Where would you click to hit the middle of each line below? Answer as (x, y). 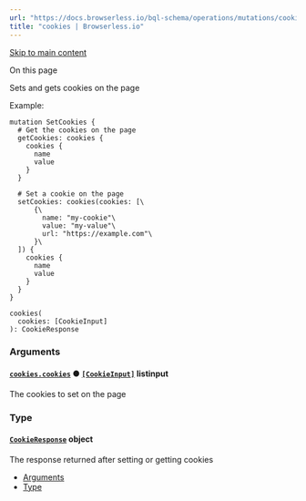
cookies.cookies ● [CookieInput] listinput (89, 373)
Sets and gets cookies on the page (75, 87)
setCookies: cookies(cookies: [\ (81, 201)
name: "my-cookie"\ (79, 218)
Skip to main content (48, 52)
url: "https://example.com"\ (97, 233)
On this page (33, 70)
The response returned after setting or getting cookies (112, 459)
